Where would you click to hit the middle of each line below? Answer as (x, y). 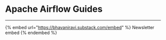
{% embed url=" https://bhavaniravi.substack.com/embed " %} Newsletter (80, 27)
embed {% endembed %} (31, 33)
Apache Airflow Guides (54, 9)
